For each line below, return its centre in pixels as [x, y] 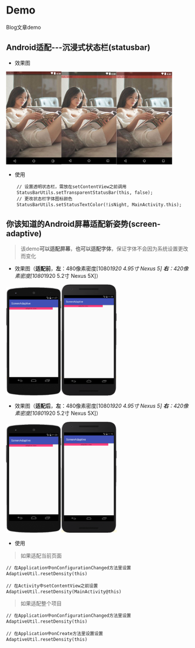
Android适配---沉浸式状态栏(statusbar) [78, 48]
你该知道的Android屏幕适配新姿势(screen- [83, 224]
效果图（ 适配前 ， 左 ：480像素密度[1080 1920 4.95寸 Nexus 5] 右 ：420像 [101, 268]
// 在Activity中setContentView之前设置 [52, 586]
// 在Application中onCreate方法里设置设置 [55, 634]
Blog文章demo [23, 27]
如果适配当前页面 [41, 556]
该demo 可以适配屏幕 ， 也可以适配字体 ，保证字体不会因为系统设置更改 [104, 249]
